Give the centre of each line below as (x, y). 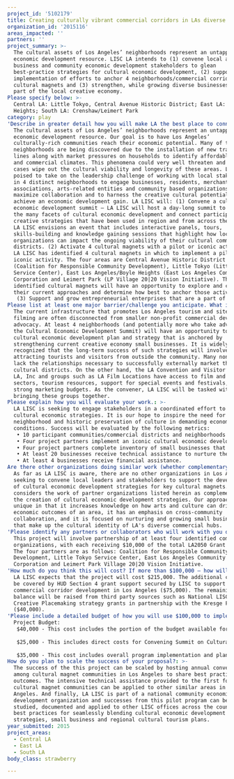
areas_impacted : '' (36, 33)
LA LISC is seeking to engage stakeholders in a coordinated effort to (120, 409)
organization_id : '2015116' (48, 26)
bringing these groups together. (62, 396)
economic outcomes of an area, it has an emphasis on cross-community (118, 513)
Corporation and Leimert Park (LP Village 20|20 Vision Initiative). (116, 279)
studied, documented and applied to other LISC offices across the (114, 707)
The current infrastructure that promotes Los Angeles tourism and (114, 312)
